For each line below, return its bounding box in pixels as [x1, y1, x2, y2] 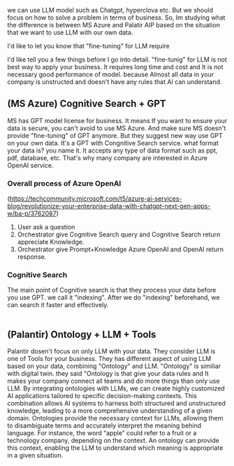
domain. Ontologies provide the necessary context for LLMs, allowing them [7, 414, 224, 423]
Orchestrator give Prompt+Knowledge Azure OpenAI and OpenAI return [17, 245, 224, 254]
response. [17, 253, 47, 261]
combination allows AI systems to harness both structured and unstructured [7, 399, 226, 408]
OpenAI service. [7, 161, 54, 169]
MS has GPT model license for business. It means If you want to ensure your [7, 116, 228, 125]
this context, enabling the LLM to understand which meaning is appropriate [7, 444, 224, 452]
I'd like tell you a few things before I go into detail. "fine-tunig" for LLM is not [7, 55, 227, 64]
